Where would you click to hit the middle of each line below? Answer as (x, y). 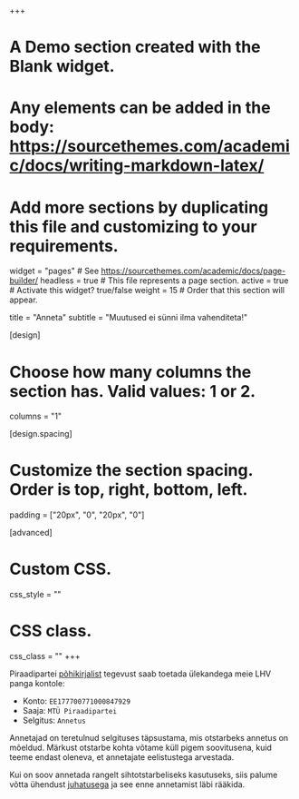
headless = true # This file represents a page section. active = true (164, 281)
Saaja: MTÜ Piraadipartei (70, 711)
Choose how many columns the (130, 372)
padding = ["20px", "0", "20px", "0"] (77, 515)
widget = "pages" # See (54, 271)
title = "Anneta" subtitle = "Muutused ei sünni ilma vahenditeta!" (128, 318)
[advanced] (31, 533)
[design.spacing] (41, 434)
